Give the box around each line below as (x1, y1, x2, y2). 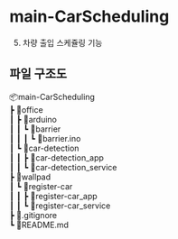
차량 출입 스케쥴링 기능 (22, 37, 103, 48)
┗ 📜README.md (9, 219, 70, 230)
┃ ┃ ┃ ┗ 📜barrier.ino (9, 133, 81, 143)
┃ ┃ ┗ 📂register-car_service (9, 200, 111, 211)
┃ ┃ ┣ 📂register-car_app (9, 190, 98, 201)
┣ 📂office (9, 104, 43, 115)
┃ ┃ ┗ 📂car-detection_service (9, 161, 117, 172)
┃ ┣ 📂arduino (9, 114, 57, 124)
